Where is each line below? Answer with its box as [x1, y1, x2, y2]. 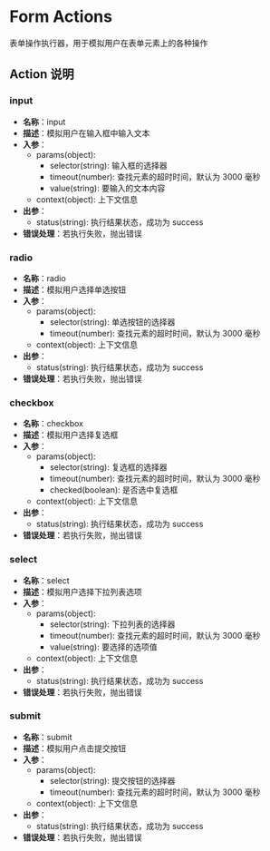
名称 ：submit [22, 731, 72, 742]
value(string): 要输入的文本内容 [49, 182, 166, 193]
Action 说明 [9, 66, 74, 83]
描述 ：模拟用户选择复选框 [22, 429, 119, 441]
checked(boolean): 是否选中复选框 [49, 484, 178, 495]
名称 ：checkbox [22, 418, 84, 429]
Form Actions [9, 6, 113, 27]
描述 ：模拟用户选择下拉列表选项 [22, 586, 142, 597]
